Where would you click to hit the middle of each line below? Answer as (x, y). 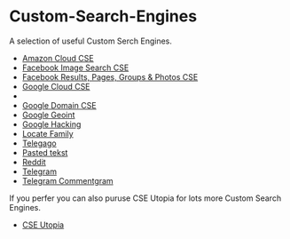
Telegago (39, 143)
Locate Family (47, 133)
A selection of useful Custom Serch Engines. (91, 41)
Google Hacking (51, 124)
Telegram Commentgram (67, 180)
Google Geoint (48, 115)
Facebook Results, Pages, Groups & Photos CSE (110, 76)
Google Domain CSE (59, 105)
